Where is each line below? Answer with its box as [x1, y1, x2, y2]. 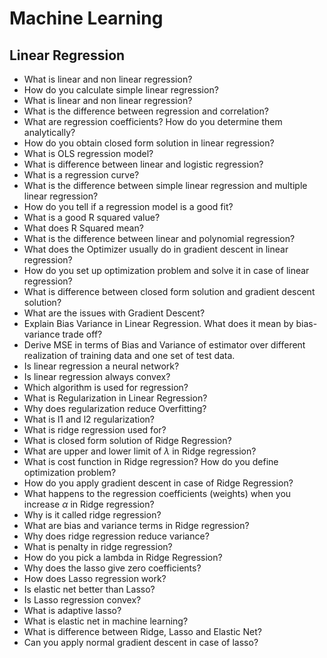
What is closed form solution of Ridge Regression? [23, 435, 232, 446]
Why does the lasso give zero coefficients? [23, 562, 202, 574]
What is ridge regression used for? [23, 424, 167, 436]
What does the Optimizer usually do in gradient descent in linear [23, 243, 289, 255]
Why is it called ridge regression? [23, 509, 162, 521]
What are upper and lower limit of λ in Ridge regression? [23, 445, 257, 457]
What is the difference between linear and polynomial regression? [23, 233, 296, 244]
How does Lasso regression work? [23, 573, 167, 584]
